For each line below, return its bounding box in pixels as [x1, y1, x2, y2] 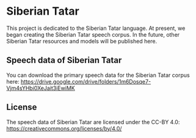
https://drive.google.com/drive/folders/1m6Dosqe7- [20, 78, 151, 85]
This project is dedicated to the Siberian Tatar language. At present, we [6, 24, 186, 32]
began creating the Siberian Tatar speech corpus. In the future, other [6, 31, 180, 38]
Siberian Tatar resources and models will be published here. [6, 37, 158, 45]
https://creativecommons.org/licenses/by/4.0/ [6, 125, 122, 132]
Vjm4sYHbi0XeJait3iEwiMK [6, 84, 75, 92]
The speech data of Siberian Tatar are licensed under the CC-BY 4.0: [6, 118, 180, 126]
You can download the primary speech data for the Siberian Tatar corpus [6, 71, 191, 79]
